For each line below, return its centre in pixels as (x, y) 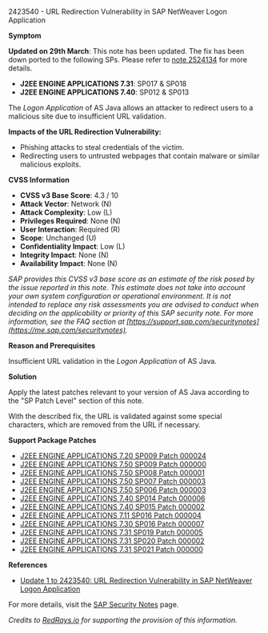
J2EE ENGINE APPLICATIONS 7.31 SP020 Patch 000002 (112, 541)
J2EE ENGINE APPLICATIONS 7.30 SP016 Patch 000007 (112, 524)
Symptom (25, 36)
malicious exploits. (50, 164)
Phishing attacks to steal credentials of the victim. (102, 147)
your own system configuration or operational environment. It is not (120, 296)
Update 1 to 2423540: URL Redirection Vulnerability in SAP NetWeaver (136, 581)
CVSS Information (39, 180)
